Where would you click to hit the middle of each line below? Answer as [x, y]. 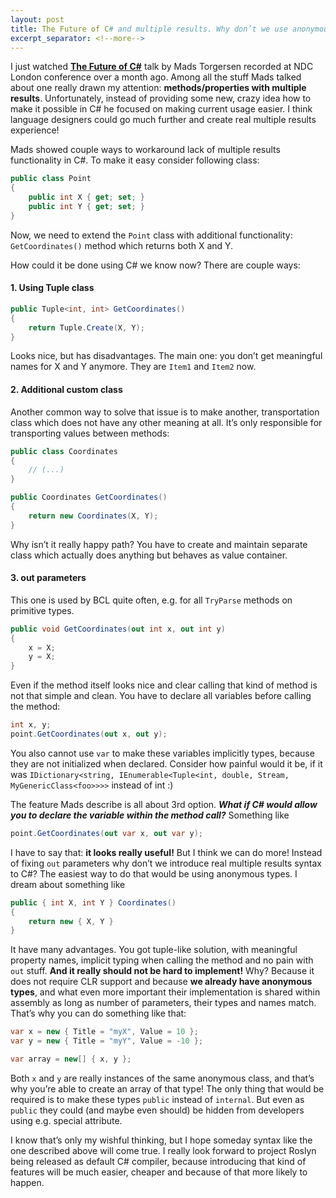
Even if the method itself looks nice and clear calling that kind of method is [164, 685]
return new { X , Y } [71, 921]
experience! [35, 130]
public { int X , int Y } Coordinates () [93, 902]
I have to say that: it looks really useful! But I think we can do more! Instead [166, 852]
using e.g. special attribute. [66, 1120]
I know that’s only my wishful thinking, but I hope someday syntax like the [161, 1140]
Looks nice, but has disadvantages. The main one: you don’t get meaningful [166, 356]
